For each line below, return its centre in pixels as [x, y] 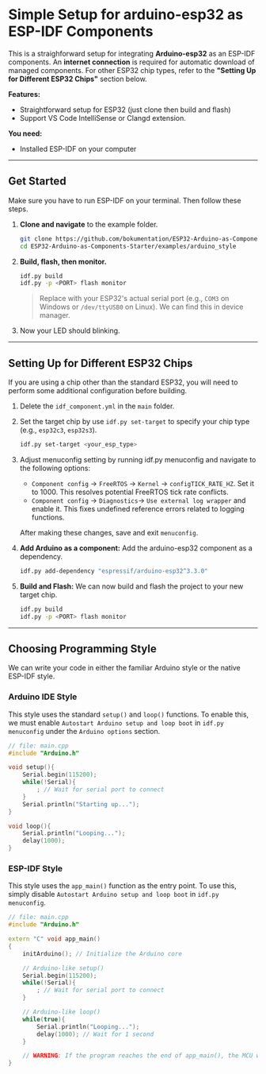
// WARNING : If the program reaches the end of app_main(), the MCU [138, 1056]
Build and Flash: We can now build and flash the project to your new [131, 586]
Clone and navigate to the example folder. [89, 224]
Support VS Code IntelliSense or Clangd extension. [103, 118]
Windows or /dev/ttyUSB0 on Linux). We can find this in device [141, 307]
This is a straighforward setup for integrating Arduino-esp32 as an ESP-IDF [132, 53]
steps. [18, 209]
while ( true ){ [44, 1019]
